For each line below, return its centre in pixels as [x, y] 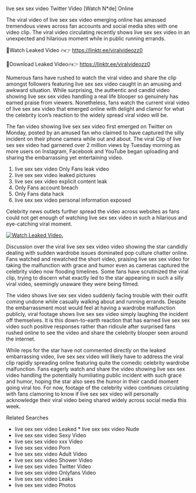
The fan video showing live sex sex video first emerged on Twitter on [89, 126]
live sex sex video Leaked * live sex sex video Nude [77, 429]
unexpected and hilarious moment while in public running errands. [86, 38]
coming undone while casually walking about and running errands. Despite [96, 302]
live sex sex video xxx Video [49, 441]
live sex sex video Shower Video [54, 460]
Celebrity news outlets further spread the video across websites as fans [93, 211]
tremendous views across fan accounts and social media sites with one [92, 26]
